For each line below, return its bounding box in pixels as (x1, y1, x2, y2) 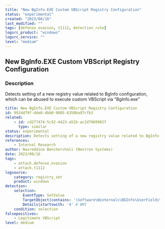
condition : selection (14, 206, 58, 212)
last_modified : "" (5, 21, 43, 26)
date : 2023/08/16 (5, 152, 41, 157)
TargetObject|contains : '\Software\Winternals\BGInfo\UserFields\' (23, 197, 164, 202)
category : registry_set (14, 174, 63, 180)
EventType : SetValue (23, 193, 65, 198)
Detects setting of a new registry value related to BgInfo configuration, (5, 91, 148, 97)
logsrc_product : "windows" (5, 30, 60, 35)
